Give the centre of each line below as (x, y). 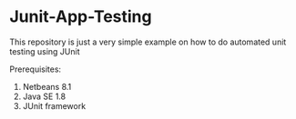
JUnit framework (54, 105)
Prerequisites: (36, 69)
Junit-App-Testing (81, 17)
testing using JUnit (45, 51)
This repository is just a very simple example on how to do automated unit (148, 42)
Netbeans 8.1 (47, 86)
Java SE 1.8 (44, 96)
